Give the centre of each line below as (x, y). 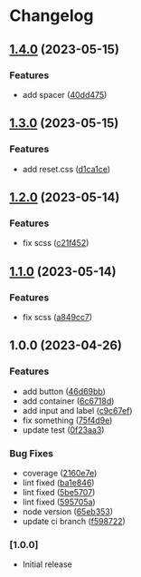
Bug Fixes (32, 453)
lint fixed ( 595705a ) (59, 502)
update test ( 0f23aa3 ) (63, 430)
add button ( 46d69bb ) (64, 391)
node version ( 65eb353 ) (68, 511)
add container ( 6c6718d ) (68, 401)
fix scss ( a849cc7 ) (57, 317)
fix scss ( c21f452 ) (56, 243)
